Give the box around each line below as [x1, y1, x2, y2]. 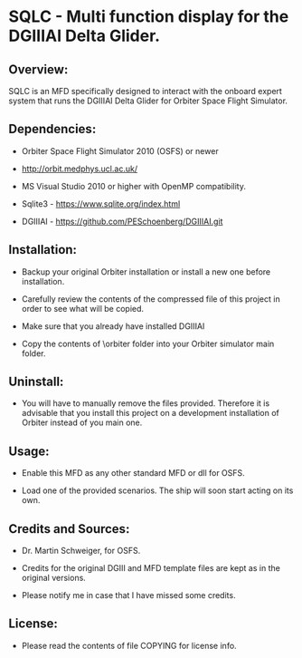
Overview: [8, 62, 69, 77]
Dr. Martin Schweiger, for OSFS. [21, 546, 141, 556]
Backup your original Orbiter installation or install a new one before [21, 266, 271, 277]
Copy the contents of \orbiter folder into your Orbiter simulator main [21, 338, 275, 349]
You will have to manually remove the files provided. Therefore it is [21, 398, 270, 409]
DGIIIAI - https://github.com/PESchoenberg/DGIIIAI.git [21, 216, 223, 227]
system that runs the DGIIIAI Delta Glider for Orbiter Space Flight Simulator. [8, 95, 288, 106]
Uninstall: [8, 374, 64, 390]
